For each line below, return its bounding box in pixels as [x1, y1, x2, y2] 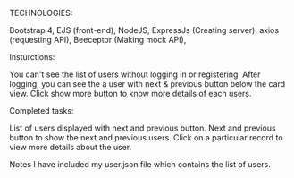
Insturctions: [9, 52, 55, 62]
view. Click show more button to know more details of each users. [9, 89, 252, 98]
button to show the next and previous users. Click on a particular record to [9, 132, 283, 142]
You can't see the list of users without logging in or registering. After [9, 69, 261, 80]
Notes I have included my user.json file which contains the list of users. [9, 159, 271, 169]
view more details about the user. [9, 142, 132, 152]
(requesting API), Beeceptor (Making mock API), [9, 35, 187, 45]
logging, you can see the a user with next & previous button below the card [9, 79, 286, 89]
